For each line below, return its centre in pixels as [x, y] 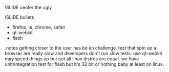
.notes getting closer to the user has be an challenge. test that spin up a [81, 48]
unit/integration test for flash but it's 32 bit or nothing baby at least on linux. [84, 64]
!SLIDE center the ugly [28, 7]
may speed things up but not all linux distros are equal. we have [72, 59]
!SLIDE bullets [19, 17]
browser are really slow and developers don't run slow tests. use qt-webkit [83, 53]
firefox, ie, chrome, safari [39, 27]
